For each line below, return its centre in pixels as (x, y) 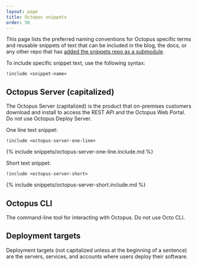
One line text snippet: (32, 130)
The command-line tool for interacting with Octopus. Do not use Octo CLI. (96, 217)
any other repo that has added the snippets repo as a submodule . (85, 52)
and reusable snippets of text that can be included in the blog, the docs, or (96, 45)
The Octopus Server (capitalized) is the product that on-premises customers (99, 106)
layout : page (22, 11)
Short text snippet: (29, 163)
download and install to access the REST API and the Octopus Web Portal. (96, 112)
